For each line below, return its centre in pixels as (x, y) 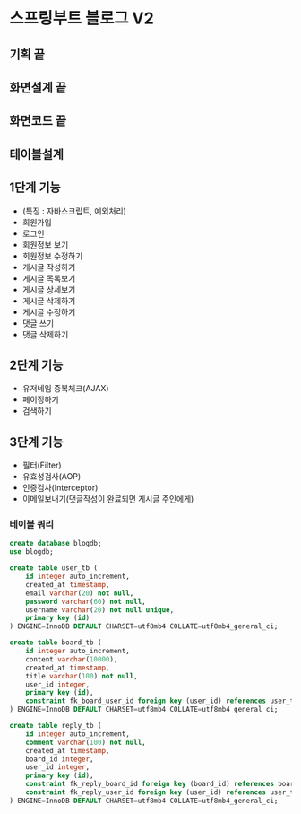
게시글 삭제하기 (49, 301)
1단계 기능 (35, 188)
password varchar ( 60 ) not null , (86, 601)
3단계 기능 (36, 442)
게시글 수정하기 (49, 311)
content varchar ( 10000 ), (72, 659)
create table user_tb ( (54, 568)
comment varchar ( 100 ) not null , (86, 742)
